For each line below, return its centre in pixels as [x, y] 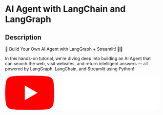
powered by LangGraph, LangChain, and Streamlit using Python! [70, 69]
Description [23, 37]
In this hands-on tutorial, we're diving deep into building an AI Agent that [78, 58]
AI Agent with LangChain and [65, 9]
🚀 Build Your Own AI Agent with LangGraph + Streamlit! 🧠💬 [64, 49]
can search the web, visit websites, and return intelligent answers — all [76, 64]
